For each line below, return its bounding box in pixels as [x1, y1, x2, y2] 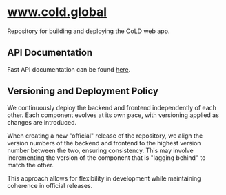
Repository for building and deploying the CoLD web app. [7, 27, 170, 35]
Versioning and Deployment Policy [7, 85, 158, 97]
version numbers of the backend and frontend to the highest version [7, 138, 201, 147]
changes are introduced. [7, 118, 77, 126]
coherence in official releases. [7, 181, 93, 189]
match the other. [7, 161, 54, 169]
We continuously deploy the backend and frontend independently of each [7, 103, 217, 112]
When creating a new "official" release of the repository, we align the [7, 132, 203, 140]
